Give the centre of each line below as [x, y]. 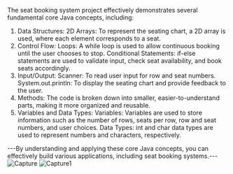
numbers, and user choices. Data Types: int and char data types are [115, 128]
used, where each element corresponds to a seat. [89, 38]
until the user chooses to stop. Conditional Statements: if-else [106, 53]
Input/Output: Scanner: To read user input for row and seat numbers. [116, 75]
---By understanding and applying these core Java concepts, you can [108, 148]
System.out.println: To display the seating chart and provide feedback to [121, 83]
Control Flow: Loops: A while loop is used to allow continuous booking [119, 46]
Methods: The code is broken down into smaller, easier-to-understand [119, 98]
